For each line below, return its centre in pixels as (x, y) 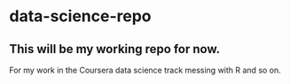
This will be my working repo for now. (114, 49)
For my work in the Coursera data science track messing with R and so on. (145, 70)
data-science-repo (80, 16)
